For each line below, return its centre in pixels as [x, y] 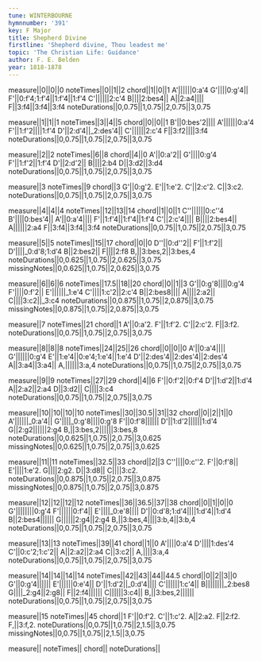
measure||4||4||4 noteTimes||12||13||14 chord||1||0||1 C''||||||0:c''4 [116, 211]
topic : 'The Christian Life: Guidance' [74, 52]
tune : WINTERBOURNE [40, 15]
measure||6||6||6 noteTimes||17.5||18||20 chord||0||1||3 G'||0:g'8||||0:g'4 [126, 284]
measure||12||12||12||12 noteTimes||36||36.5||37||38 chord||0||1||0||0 [121, 502]
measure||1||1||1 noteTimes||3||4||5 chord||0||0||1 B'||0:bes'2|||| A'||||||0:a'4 [131, 122]
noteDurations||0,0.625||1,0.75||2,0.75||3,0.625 [85, 438]
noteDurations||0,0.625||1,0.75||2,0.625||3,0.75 [85, 260]
